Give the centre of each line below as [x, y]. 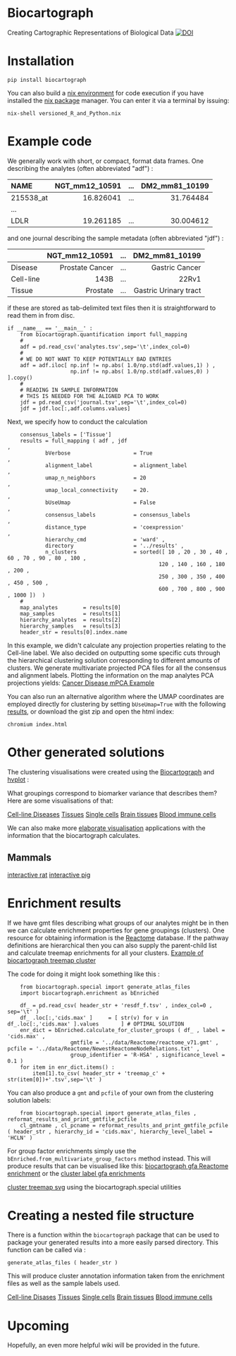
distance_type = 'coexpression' [114, 527]
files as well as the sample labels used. [64, 1283]
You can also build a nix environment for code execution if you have [106, 92]
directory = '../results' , [114, 546]
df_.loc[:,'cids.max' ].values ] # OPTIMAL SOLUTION [96, 1024]
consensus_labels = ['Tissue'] [66, 434]
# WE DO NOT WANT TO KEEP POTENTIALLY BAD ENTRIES [96, 359]
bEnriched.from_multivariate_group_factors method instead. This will [109, 1158]
